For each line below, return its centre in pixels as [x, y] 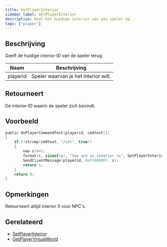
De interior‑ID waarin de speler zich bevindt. [50, 106]
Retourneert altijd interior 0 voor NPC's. [45, 206]
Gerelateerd [24, 222]
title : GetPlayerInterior [32, 10]
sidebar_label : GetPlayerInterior [41, 14]
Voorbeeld [22, 121]
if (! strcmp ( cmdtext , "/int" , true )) [53, 142]
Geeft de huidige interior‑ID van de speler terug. [54, 56]
